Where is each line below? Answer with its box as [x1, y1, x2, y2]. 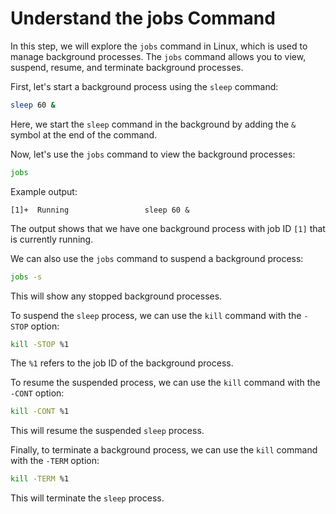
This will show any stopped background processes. [10, 290, 223, 302]
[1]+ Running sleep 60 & [10, 205, 190, 215]
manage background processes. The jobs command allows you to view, [10, 50, 307, 62]
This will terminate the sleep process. [10, 492, 165, 504]
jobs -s [10, 272, 43, 282]
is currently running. [10, 233, 94, 245]
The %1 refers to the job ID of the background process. [10, 357, 234, 369]
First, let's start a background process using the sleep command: [10, 80, 279, 92]
